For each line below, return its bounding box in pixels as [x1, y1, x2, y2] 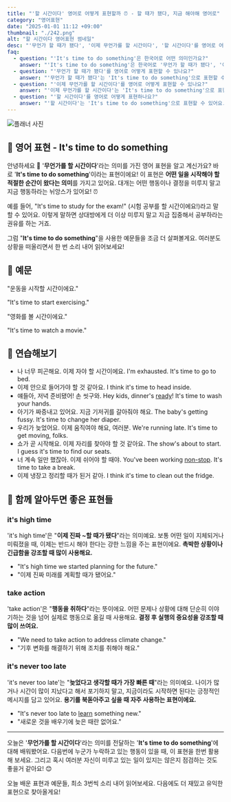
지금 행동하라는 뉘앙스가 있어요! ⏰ [7, 187, 98, 195]
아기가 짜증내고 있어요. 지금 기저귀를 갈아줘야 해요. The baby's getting [16, 408, 208, 416]
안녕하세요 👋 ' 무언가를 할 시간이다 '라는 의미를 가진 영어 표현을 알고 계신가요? [7, 161, 212, 170]
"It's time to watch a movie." [7, 325, 87, 334]
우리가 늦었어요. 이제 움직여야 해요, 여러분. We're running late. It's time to [16, 423, 218, 432]
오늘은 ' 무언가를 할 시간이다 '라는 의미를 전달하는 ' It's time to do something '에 [7, 739, 219, 747]
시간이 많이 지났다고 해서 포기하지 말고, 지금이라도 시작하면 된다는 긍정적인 [19, 687, 220, 695]
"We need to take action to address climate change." [16, 636, 166, 644]
